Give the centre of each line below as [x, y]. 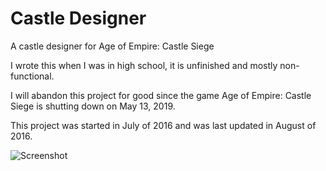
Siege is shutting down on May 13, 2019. [93, 106]
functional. [32, 76]
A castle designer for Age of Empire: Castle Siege [112, 46]
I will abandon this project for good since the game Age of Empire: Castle [161, 95]
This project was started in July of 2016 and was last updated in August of [163, 125]
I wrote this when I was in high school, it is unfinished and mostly [144, 65]
